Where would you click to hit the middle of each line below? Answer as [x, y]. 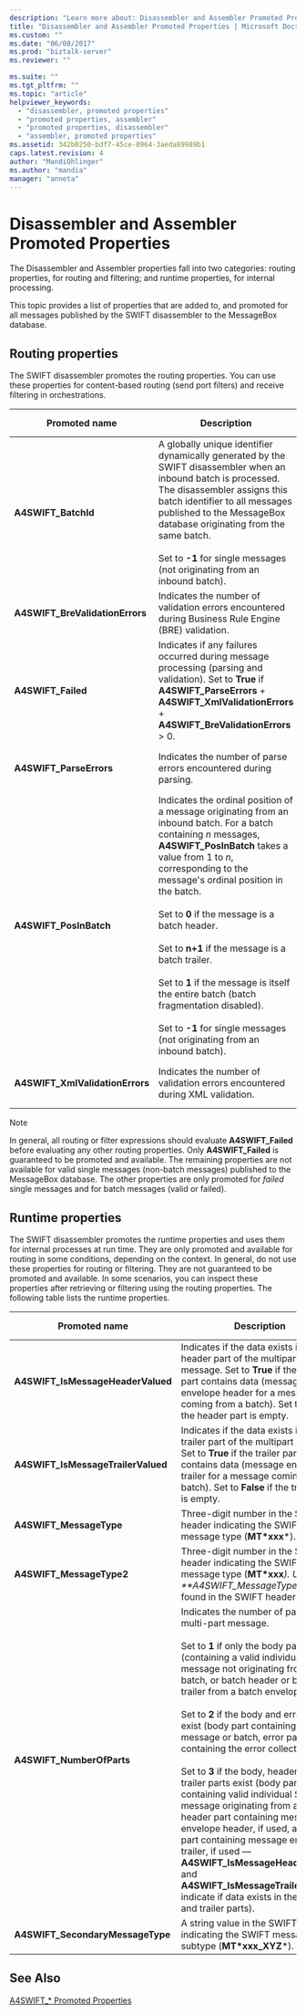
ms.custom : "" [36, 35]
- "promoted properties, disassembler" [93, 128]
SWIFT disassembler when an [222, 467]
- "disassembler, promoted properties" [93, 110]
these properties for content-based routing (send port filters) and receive [147, 385]
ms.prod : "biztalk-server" [61, 52]
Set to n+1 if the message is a [222, 948]
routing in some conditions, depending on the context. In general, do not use [153, 1258]
